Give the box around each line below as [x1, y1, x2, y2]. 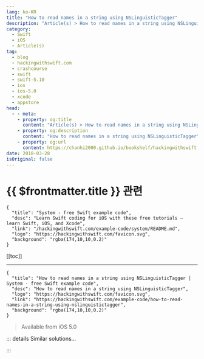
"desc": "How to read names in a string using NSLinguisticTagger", [12, 286, 189, 292]
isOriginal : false [6, 156, 53, 162]
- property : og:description [17, 128, 88, 134]
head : [6, 105, 20, 111]
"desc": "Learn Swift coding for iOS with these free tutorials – [12, 215, 183, 221]
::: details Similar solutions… [6, 335, 76, 343]
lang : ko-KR [6, 9, 36, 15]
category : [6, 26, 32, 32]
